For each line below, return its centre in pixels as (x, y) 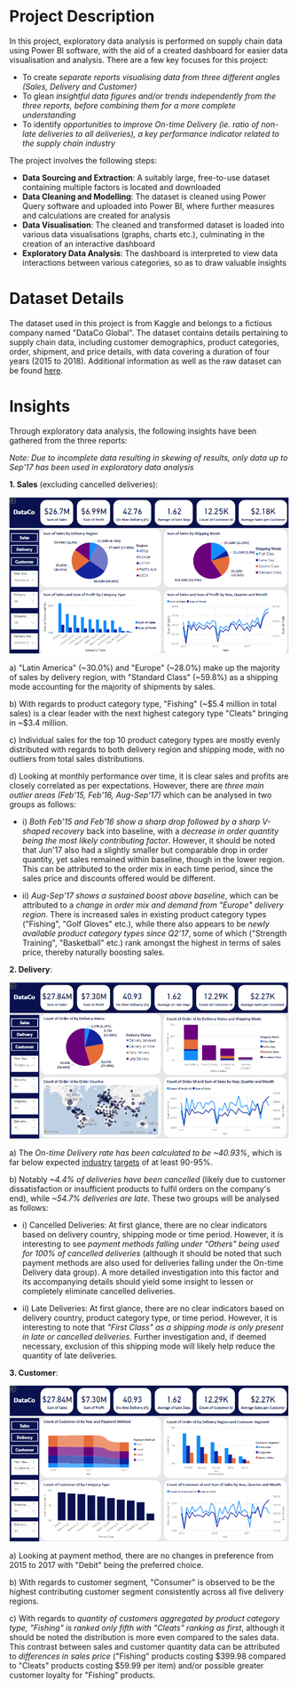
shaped (36, 831)
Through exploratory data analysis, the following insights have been (133, 431)
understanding (49, 115)
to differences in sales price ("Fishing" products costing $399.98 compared (148, 1656)
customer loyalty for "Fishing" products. (82, 1675)
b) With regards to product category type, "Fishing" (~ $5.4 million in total (143, 704)
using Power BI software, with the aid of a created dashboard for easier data (149, 50)
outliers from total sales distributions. (77, 759)
